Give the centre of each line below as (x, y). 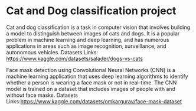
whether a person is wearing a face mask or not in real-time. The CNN (92, 82)
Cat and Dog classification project (91, 11)
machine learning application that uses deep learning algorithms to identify (97, 76)
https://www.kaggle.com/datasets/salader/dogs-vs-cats (75, 58)
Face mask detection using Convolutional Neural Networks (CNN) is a (91, 70)
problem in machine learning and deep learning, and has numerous (88, 40)
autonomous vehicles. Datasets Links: (52, 52)
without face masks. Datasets (42, 95)
